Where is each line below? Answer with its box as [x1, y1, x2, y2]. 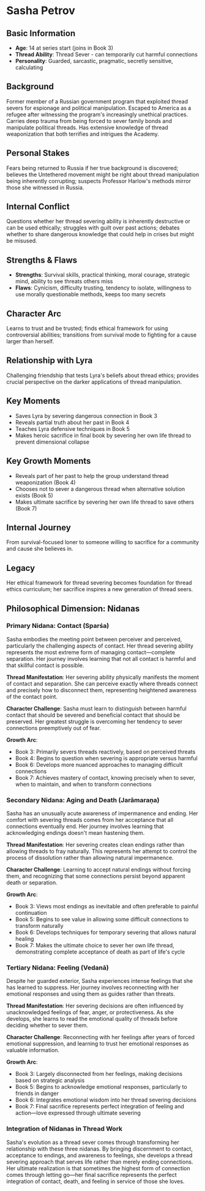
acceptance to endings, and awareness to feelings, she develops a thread [6, 1151, 193, 1159]
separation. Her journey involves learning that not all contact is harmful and [6, 655, 196, 662]
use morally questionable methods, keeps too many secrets [15, 291, 166, 298]
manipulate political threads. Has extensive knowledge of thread [6, 124, 168, 131]
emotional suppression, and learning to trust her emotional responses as [6, 1040, 189, 1047]
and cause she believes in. [6, 545, 73, 553]
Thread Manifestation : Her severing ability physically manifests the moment [6, 673, 199, 681]
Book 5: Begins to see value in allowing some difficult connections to [15, 916, 189, 923]
